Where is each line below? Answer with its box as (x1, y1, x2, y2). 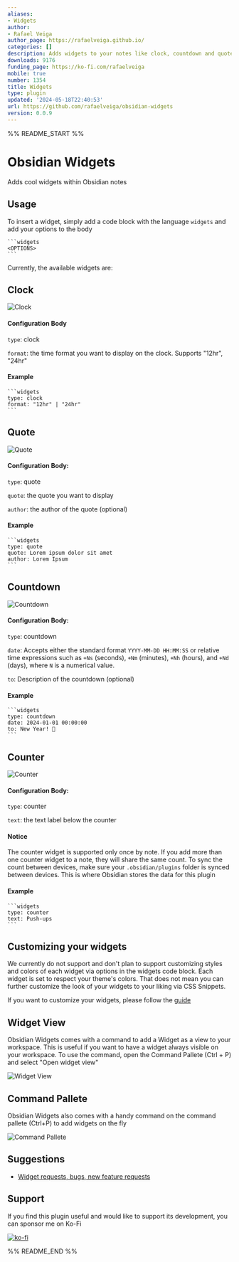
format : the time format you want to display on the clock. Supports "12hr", (7, 349, 223, 357)
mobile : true (7, 70, 46, 77)
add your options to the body (7, 225, 92, 233)
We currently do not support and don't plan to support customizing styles (7, 960, 223, 968)
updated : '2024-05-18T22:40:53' (7, 97, 103, 104)
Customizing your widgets (7, 940, 127, 953)
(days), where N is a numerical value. (7, 661, 115, 669)
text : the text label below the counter (7, 816, 117, 824)
